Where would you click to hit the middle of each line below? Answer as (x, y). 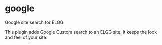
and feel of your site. (26, 37)
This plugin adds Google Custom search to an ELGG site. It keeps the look (81, 32)
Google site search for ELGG (34, 22)
